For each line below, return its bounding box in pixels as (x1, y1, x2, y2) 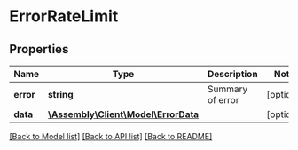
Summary (207, 83, 248, 95)
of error (207, 94, 239, 106)
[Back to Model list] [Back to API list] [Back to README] (9, 131, 213, 141)
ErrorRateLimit (9, 6, 119, 27)
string (47, 89, 74, 100)
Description (207, 68, 259, 80)
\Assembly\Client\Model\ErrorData (47, 108, 200, 121)
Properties (9, 42, 69, 57)
